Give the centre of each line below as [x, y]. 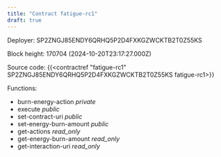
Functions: [22, 88]
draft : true [24, 20]
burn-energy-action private [56, 101]
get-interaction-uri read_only [59, 146]
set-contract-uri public [50, 117]
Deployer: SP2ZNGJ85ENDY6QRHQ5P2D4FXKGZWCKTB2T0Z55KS [105, 40]
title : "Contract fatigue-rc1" [52, 14]
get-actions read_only [49, 131]
